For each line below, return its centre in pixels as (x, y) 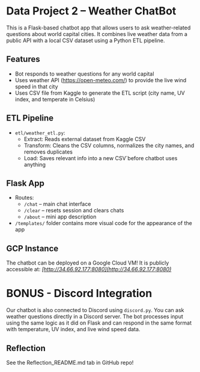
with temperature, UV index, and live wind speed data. (73, 329)
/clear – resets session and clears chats (74, 211)
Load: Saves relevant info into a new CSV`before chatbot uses (101, 158)
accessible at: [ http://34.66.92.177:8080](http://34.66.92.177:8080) (89, 269)
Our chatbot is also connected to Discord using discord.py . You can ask (95, 310)
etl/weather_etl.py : (40, 133)
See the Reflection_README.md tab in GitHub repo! (70, 362)
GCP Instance (32, 248)
